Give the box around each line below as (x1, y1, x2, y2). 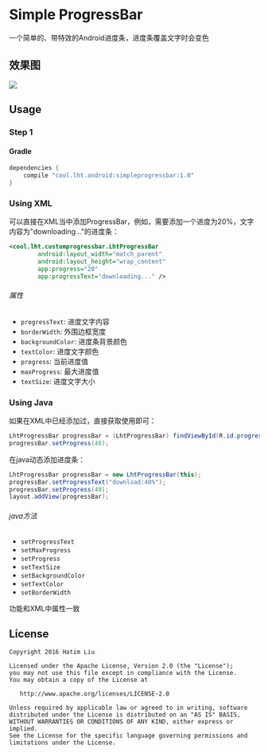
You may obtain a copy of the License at (9, 676, 149, 684)
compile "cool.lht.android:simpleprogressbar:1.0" (23, 171, 195, 180)
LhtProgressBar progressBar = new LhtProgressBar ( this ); (9, 470, 202, 479)
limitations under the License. (9, 739, 116, 747)
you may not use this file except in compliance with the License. (9, 669, 238, 677)
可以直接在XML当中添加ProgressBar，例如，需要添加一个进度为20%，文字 (9, 217, 254, 226)
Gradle (9, 146, 33, 156)
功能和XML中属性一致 (9, 603, 80, 613)
